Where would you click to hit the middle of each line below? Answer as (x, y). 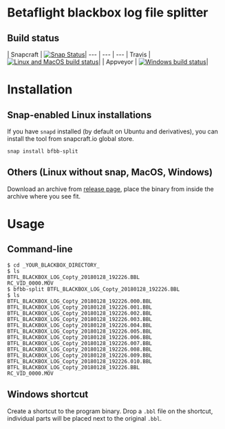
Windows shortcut (48, 394)
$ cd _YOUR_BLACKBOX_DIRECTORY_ (53, 265)
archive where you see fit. (44, 196)
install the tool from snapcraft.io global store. (71, 139)
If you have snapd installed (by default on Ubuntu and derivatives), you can (113, 131)
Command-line (40, 249)
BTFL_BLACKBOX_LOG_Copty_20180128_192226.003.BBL (80, 319)
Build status (33, 38)
